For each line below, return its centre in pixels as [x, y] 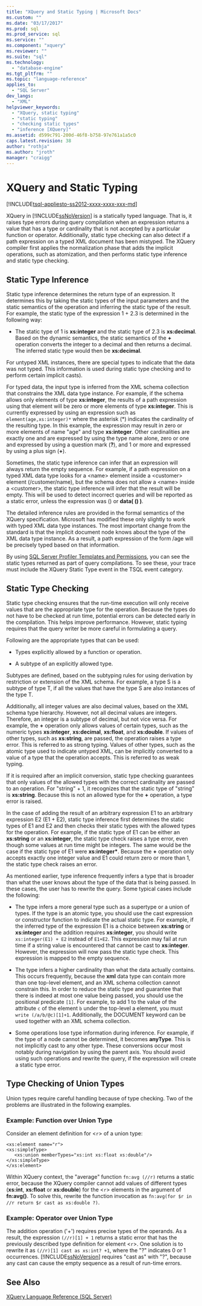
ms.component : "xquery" [36, 46]
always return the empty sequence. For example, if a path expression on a [99, 469]
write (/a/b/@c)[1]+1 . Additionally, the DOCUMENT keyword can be [100, 1015]
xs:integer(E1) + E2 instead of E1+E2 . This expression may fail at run [101, 939]
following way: [24, 320]
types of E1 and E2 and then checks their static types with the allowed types [101, 826]
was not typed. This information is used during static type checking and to [99, 369]
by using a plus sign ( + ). [36, 451]
